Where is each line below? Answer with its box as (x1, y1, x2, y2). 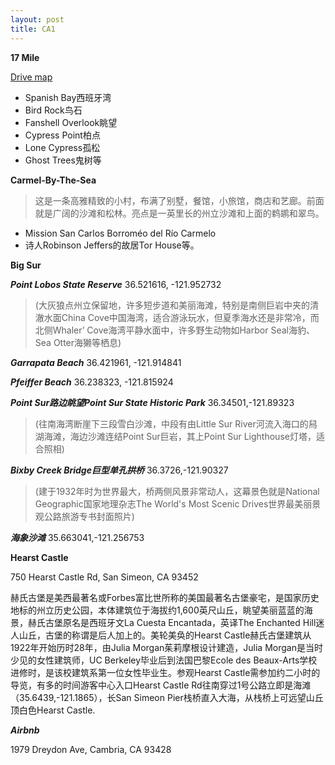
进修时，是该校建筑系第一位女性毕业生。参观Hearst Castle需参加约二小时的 (10, 666, 321, 678)
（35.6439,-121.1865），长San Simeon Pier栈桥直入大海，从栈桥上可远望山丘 (10, 691, 324, 703)
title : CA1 (10, 24, 56, 34)
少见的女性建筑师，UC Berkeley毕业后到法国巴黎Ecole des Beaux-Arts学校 (10, 654, 318, 666)
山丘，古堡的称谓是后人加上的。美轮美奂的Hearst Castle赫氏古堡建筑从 (18, 629, 312, 641)
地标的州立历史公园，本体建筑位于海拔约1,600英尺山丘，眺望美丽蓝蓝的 (10, 604, 305, 616)
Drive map (10, 71, 53, 83)
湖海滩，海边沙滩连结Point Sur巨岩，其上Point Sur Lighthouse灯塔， (34, 430, 317, 442)
